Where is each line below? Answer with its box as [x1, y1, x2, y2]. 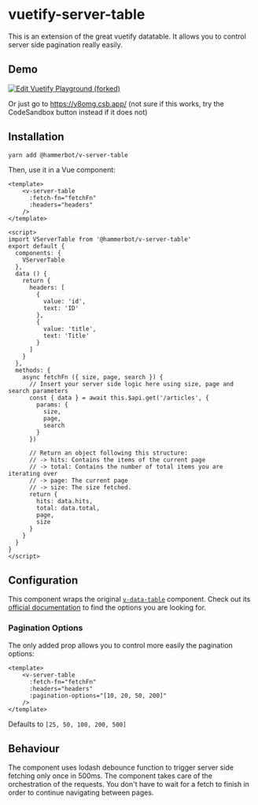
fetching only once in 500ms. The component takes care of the [8, 771, 213, 781]
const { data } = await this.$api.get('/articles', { [28, 394, 210, 402]
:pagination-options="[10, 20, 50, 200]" [28, 692, 168, 699]
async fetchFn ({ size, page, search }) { [22, 373, 164, 381]
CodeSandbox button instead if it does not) [8, 107, 148, 117]
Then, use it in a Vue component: [8, 165, 116, 174]
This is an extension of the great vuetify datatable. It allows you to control [8, 32, 246, 41]
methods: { [15, 366, 51, 374]
